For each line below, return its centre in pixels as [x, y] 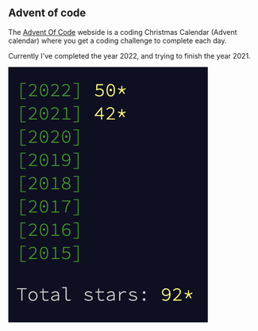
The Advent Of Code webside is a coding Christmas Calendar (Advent [123, 32]
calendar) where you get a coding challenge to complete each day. [118, 40]
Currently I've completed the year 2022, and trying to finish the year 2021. [130, 55]
